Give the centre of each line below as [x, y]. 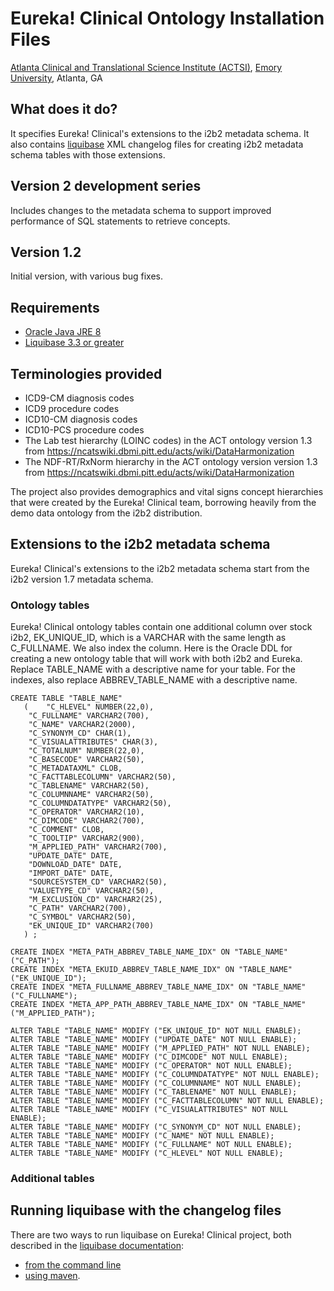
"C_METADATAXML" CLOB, [75, 768]
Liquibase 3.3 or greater [74, 343]
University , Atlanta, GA [56, 78]
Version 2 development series [106, 186]
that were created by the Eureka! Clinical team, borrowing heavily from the [163, 502]
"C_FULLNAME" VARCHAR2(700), [89, 716]
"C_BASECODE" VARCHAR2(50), [86, 760]
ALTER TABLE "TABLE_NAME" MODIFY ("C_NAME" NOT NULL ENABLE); [142, 1136]
